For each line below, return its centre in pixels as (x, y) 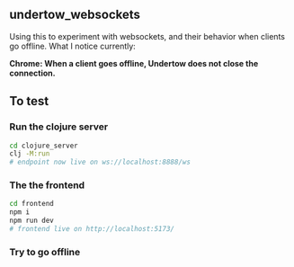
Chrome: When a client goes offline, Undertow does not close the (134, 63)
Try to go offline (45, 252)
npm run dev (31, 221)
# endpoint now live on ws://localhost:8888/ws (100, 162)
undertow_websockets (75, 15)
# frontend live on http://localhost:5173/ (92, 229)
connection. (32, 73)
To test (29, 101)
